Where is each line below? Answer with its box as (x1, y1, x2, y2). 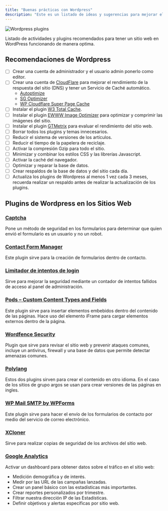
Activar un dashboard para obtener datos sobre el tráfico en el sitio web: (5, 464, 155, 470)
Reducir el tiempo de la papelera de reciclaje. (12, 139, 106, 145)
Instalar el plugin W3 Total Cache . (12, 106, 82, 112)
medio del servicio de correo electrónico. (5, 416, 90, 422)
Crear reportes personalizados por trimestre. (12, 489, 105, 495)
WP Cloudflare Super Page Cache (19, 101, 90, 107)
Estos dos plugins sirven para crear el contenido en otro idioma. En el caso (5, 376, 159, 382)
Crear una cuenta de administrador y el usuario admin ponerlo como (12, 68, 153, 74)
